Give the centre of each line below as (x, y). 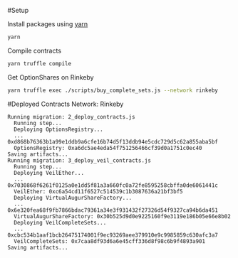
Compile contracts (35, 50)
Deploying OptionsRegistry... (58, 129)
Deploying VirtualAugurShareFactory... (73, 198)
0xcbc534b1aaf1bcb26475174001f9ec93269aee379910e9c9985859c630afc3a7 (113, 235)
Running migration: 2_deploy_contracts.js (71, 117)
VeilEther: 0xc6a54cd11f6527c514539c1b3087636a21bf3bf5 (98, 191)
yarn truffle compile (40, 63)
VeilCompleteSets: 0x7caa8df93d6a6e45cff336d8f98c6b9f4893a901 (109, 241)
